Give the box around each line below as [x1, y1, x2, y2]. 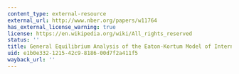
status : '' [7, 37, 40, 44]
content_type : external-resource [7, 10, 107, 18]
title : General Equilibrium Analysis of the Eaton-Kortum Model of [7, 43, 212, 50]
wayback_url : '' [7, 56, 55, 63]
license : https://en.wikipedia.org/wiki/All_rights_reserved [7, 30, 193, 37]
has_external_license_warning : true [7, 23, 116, 30]
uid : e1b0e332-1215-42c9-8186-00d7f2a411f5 [7, 50, 139, 57]
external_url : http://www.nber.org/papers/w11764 [7, 17, 158, 24]
